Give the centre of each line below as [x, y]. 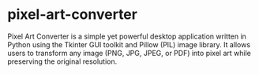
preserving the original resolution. [62, 61]
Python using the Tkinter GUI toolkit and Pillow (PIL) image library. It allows [129, 44]
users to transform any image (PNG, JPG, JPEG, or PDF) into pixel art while [129, 53]
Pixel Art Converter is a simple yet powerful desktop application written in [127, 36]
